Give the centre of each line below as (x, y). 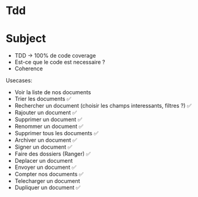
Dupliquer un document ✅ (48, 188)
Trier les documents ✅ (43, 99)
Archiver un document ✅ (46, 140)
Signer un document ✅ (44, 147)
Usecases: (19, 81)
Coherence (29, 69)
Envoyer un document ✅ (45, 167)
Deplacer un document (44, 161)
